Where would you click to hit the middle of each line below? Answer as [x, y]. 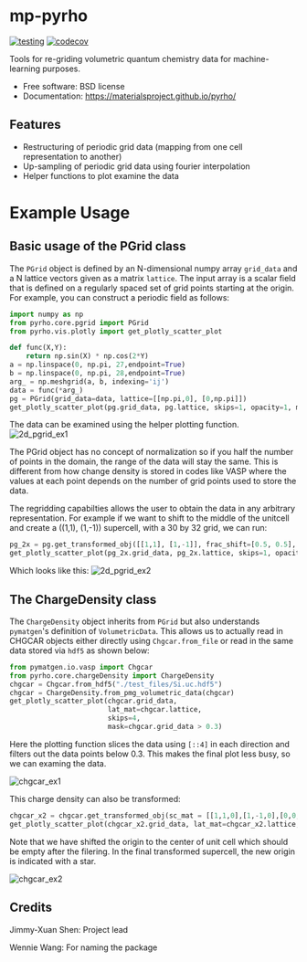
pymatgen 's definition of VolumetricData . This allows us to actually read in [146, 630]
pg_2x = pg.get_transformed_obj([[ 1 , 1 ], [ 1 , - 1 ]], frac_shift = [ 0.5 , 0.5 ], [153, 544]
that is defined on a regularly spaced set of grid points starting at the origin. [152, 288]
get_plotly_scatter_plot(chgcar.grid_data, [94, 701]
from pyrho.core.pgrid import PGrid [79, 322]
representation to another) [72, 156]
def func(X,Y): [38, 348]
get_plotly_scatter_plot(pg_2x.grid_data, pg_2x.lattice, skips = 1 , [141, 554]
